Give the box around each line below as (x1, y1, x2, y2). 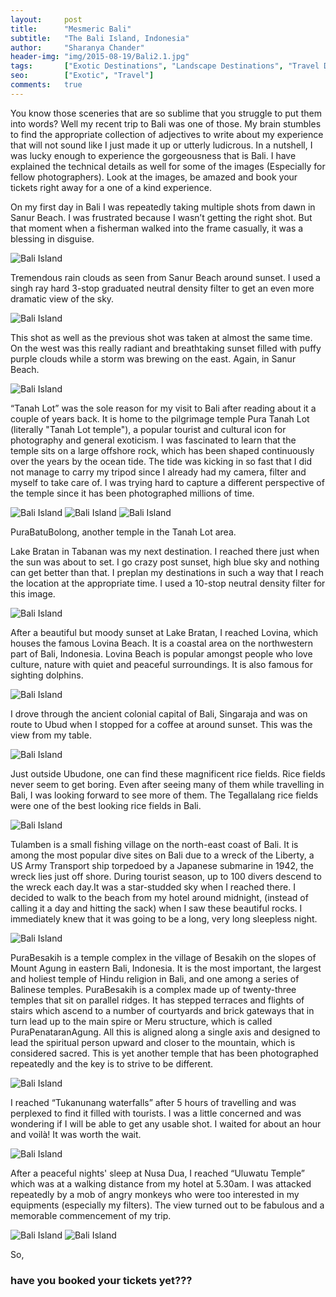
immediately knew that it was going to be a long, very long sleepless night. (10, 912, 318, 925)
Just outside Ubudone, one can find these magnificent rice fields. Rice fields (10, 767, 326, 780)
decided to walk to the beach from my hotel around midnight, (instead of (10, 891, 309, 903)
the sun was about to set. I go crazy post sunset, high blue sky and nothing (10, 556, 320, 568)
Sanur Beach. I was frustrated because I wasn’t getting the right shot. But (10, 211, 313, 223)
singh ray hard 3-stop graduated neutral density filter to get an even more (10, 282, 315, 294)
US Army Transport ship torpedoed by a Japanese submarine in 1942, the (10, 859, 314, 871)
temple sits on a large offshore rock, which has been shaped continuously (10, 444, 315, 456)
